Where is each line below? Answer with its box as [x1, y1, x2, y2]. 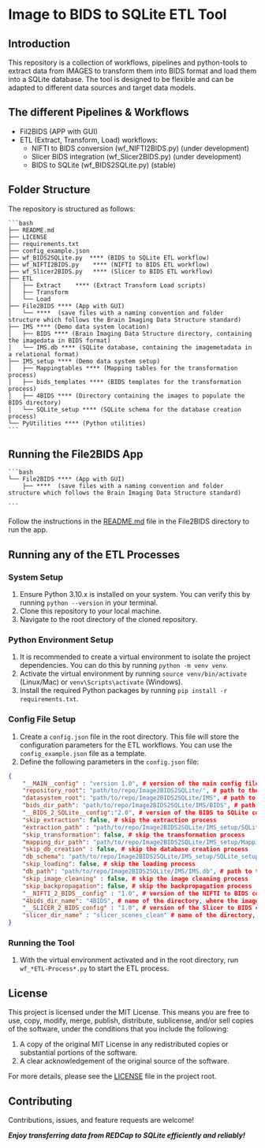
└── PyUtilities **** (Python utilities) [8, 419, 147, 427]
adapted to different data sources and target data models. [8, 83, 196, 92]
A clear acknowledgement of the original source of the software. [19, 1057, 230, 1066]
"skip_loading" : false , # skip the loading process [22, 860, 196, 868]
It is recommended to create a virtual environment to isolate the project [19, 652, 251, 662]
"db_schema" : [22, 853, 65, 861]
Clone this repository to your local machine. [19, 606, 162, 616]
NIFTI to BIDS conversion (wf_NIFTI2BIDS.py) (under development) [31, 143, 250, 153]
